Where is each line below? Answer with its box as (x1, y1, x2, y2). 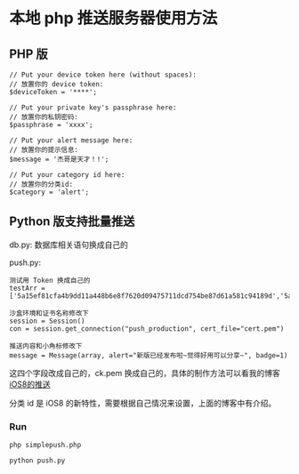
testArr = (9, 284, 46, 293)
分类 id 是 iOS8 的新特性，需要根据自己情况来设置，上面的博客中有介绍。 (9, 398, 277, 408)
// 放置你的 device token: (9, 80, 104, 89)
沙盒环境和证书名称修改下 (9, 309, 89, 317)
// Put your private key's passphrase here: (9, 103, 177, 112)
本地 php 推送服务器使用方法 (9, 8, 218, 28)
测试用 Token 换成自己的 (9, 276, 91, 285)
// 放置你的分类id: (9, 180, 74, 189)
